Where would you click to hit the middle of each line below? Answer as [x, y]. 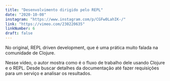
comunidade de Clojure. [30, 53]
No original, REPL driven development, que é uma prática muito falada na [82, 48]
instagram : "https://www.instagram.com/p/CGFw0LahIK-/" [65, 19]
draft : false [19, 33]
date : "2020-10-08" [26, 15]
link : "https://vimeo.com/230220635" [45, 24]
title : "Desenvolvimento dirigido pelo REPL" [54, 10]
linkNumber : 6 [20, 29]
